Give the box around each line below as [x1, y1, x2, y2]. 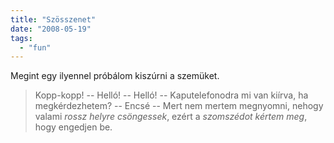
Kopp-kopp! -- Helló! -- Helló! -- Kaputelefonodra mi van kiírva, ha [34, 89, 309, 101]
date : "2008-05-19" [10, 24, 92, 34]
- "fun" [19, 42, 52, 53]
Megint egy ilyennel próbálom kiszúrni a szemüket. [10, 70, 220, 82]
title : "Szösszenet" [10, 14, 97, 25]
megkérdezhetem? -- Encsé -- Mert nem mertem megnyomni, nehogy [34, 100, 324, 112]
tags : [10, 33, 33, 43]
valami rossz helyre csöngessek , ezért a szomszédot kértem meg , [34, 111, 308, 123]
